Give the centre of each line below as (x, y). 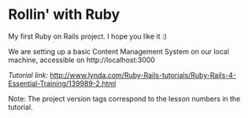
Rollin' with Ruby (64, 15)
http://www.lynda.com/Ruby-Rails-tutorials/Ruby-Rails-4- (143, 75)
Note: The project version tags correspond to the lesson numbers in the (124, 98)
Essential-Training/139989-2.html (62, 83)
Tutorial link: (28, 75)
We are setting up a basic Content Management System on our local (119, 51)
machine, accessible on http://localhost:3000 (82, 60)
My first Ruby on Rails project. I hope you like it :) (87, 36)
